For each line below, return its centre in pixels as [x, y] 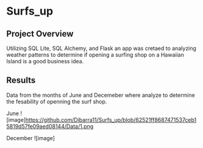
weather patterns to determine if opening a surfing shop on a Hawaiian [95, 55]
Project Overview [40, 34]
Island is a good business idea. [45, 61]
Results [21, 80]
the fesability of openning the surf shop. [57, 101]
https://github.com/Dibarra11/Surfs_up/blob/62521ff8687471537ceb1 [111, 119]
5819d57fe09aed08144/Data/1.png [50, 126]
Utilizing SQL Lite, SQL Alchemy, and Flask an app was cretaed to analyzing [101, 48]
